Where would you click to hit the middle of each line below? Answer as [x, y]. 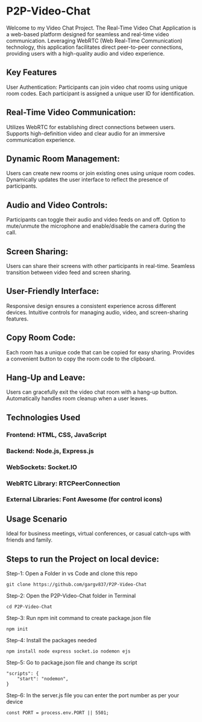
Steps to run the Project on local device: [83, 559]
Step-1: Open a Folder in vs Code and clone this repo [72, 573]
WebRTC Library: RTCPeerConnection [63, 483]
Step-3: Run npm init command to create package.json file [79, 618]
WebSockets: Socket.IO [42, 467]
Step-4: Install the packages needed [52, 641]
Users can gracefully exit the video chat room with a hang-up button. [92, 392]
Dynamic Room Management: [63, 158]
